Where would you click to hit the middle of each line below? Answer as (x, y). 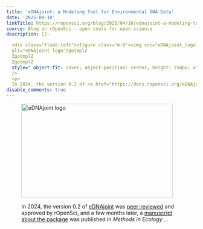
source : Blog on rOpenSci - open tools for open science (79, 29)
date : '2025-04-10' (31, 17)
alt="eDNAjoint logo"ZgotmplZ (50, 51)
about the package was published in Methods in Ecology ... (95, 219)
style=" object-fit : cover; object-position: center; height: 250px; (101, 67)
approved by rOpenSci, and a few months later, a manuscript (97, 213)
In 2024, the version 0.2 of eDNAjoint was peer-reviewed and (98, 206)
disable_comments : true (36, 90)
